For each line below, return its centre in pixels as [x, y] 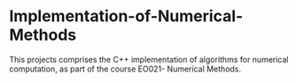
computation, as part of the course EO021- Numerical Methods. [125, 69]
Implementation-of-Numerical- [126, 16]
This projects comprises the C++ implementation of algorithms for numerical [149, 59]
